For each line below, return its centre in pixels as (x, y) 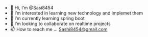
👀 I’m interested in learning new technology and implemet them (77, 13)
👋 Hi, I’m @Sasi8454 (32, 8)
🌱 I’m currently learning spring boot (47, 18)
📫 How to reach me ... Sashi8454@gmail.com (59, 29)
